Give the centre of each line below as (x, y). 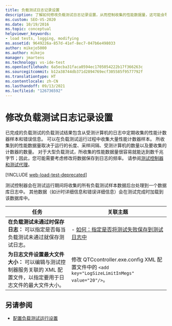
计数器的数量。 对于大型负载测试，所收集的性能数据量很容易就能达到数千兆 (84, 152)
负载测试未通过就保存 (34, 237)
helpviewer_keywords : (28, 34)
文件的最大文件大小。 (39, 285)
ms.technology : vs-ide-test (35, 62)
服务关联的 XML (37, 270)
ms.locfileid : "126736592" (34, 91)
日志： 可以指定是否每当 (37, 229)
